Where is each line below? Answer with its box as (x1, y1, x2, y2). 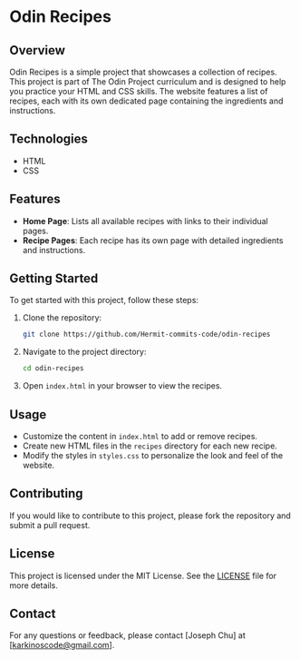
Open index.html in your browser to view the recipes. (22, 380, 223, 391)
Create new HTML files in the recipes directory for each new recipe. (22, 440, 278, 451)
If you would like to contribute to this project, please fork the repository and (9, 510, 292, 521)
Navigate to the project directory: (22, 347, 147, 358)
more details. (9, 579, 59, 591)
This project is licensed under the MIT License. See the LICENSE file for (9, 570, 277, 581)
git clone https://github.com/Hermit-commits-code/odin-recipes (22, 329, 271, 339)
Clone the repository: (22, 312, 102, 323)
